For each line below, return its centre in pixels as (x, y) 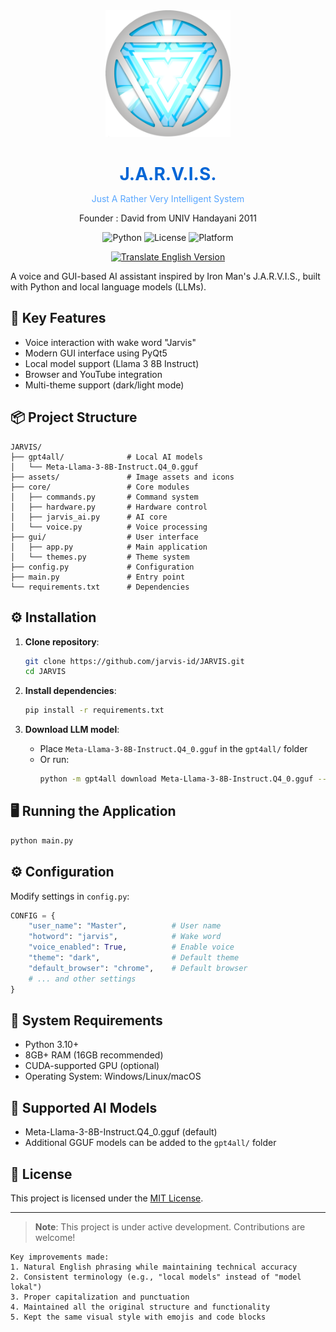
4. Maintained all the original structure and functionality (140, 1307)
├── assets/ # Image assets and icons (122, 477)
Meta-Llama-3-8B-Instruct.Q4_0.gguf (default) (121, 1132)
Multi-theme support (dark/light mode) (104, 385)
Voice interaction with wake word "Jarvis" (110, 342)
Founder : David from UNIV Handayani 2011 (168, 218)
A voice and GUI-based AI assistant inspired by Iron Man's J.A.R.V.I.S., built (165, 276)
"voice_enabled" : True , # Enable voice (131, 947)
